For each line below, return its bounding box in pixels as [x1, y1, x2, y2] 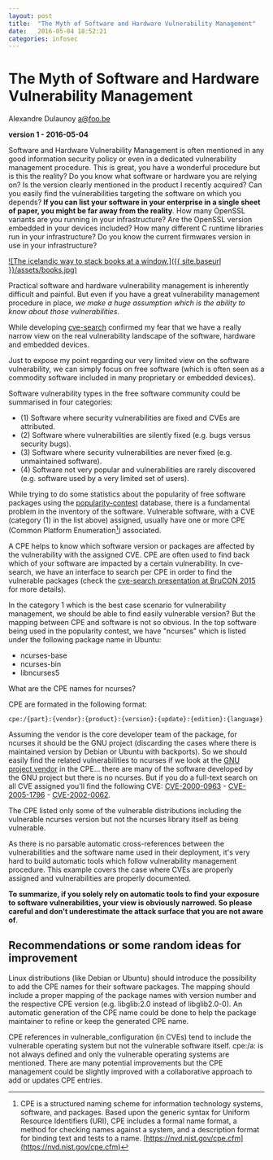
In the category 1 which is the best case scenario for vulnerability [8, 600, 227, 610]
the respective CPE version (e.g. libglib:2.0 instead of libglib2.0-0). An [8, 999, 243, 1009]
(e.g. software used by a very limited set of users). [19, 474, 189, 484]
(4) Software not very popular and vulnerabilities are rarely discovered [19, 465, 256, 475]
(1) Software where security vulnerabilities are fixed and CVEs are [19, 413, 240, 423]
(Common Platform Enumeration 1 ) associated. [8, 524, 162, 535]
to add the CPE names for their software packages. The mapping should [8, 982, 250, 991]
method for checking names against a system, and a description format [19, 1124, 260, 1134]
